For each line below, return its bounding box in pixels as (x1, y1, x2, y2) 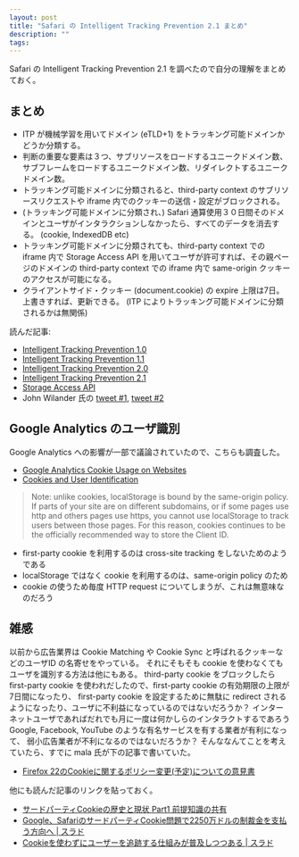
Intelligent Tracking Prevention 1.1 (21, 354, 145, 364)
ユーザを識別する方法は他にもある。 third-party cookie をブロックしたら (9, 669, 276, 679)
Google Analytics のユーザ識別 (9, 421, 180, 437)
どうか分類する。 (21, 140, 86, 151)
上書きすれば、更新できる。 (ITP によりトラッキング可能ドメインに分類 (21, 296, 284, 307)
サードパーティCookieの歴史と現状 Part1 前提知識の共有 (21, 803, 228, 814)
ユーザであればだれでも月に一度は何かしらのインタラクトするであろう (32, 713, 291, 724)
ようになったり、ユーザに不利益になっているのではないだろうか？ (9, 702, 251, 712)
